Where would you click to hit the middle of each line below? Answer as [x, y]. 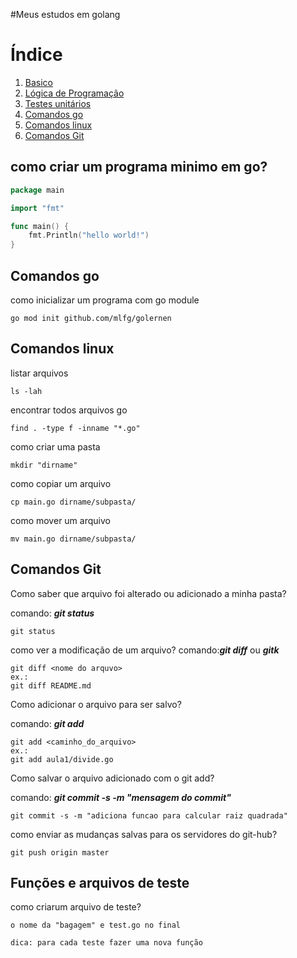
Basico [38, 82]
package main [37, 190]
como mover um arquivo [60, 520]
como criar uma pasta [55, 446]
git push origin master [60, 852]
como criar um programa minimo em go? [139, 167]
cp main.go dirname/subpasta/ [73, 502]
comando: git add [47, 723]
